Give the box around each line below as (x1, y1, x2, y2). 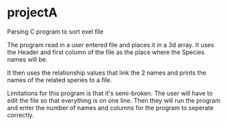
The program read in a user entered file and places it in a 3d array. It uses (7, 40, 214, 49)
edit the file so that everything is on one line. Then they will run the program (7, 96, 221, 104)
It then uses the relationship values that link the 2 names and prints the (7, 68, 206, 77)
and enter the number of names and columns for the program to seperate (7, 103, 214, 112)
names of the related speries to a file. (7, 75, 113, 84)
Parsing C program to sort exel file (7, 27, 104, 36)
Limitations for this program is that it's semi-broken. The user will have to (7, 89, 213, 97)
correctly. (7, 111, 34, 119)
